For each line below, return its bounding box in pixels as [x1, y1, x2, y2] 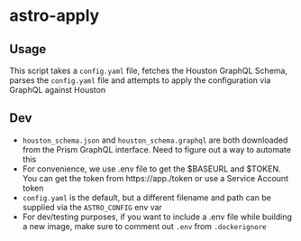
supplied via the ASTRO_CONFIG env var [22, 201, 162, 212]
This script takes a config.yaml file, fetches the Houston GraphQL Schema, [9, 65, 288, 76]
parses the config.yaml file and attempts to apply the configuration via [9, 75, 271, 86]
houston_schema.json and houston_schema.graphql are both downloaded [22, 134, 288, 145]
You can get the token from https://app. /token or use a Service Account [22, 172, 289, 183]
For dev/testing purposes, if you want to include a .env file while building [22, 211, 293, 222]
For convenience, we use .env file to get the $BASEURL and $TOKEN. [22, 163, 281, 174]
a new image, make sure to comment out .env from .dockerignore [22, 220, 268, 231]
